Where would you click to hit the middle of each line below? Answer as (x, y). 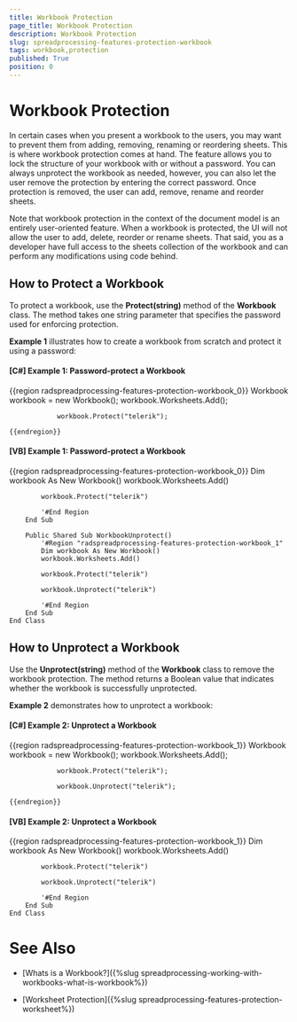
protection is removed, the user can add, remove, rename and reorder (137, 191)
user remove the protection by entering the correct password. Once (133, 182)
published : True (39, 59)
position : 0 (31, 67)
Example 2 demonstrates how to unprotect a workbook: (111, 705)
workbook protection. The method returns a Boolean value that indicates (142, 678)
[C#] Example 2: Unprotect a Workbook (83, 726)
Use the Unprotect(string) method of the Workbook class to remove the (142, 669)
